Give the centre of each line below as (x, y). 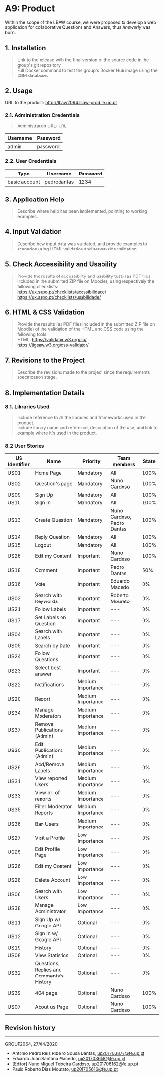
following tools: (32, 334)
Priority (92, 461)
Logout (43, 545)
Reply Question (52, 537)
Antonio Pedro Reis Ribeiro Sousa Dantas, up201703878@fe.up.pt (78, 1053)
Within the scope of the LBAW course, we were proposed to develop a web (81, 22)
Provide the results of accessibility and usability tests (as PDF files (84, 276)
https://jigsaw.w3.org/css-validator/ (53, 345)
